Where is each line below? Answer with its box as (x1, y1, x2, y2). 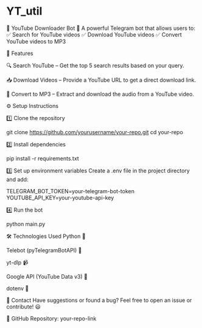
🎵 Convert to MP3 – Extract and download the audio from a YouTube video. (6, 90, 195, 98)
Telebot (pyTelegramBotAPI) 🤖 (6, 246, 82, 254)
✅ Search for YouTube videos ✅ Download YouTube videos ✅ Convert (6, 30, 183, 38)
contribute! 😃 (6, 303, 41, 310)
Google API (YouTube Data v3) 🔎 (6, 273, 88, 280)
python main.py (6, 220, 46, 227)
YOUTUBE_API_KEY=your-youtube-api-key (6, 194, 114, 201)
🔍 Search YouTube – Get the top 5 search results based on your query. (6, 62, 184, 69)
